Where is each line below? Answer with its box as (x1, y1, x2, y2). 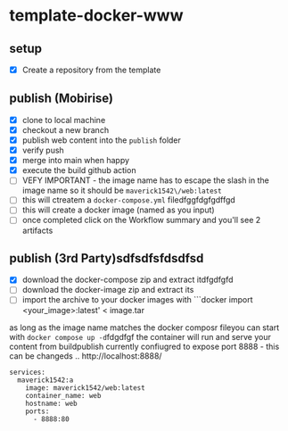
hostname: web (25, 399, 78, 408)
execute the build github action (21, 165, 136, 176)
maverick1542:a (17, 376, 74, 385)
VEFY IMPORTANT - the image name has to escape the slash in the (21, 175, 269, 186)
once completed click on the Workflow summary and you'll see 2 (21, 215, 261, 226)
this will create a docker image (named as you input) (21, 204, 216, 215)
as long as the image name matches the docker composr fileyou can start (9, 322, 280, 333)
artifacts (21, 225, 53, 236)
